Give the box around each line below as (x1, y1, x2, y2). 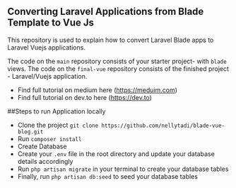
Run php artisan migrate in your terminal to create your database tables (17, 165, 229, 173)
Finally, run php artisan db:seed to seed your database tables (17, 172, 198, 180)
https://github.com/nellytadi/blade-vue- (101, 122, 225, 129)
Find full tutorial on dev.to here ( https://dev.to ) (17, 93, 152, 101)
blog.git (17, 128, 44, 136)
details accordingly (17, 157, 73, 165)
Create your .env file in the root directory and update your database (17, 149, 216, 158)
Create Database (17, 142, 67, 150)
